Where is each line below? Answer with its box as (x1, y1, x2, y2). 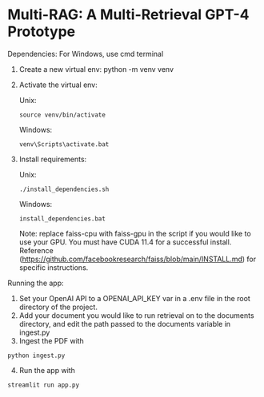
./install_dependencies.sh (18, 185, 110, 193)
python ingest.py (7, 351, 66, 359)
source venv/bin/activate (18, 110, 106, 119)
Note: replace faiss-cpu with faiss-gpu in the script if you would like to (18, 228, 251, 238)
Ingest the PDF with (18, 335, 85, 345)
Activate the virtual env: (18, 80, 98, 89)
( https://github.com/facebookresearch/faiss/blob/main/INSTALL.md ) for (18, 254, 257, 264)
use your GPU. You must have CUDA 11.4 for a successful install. (18, 237, 232, 247)
